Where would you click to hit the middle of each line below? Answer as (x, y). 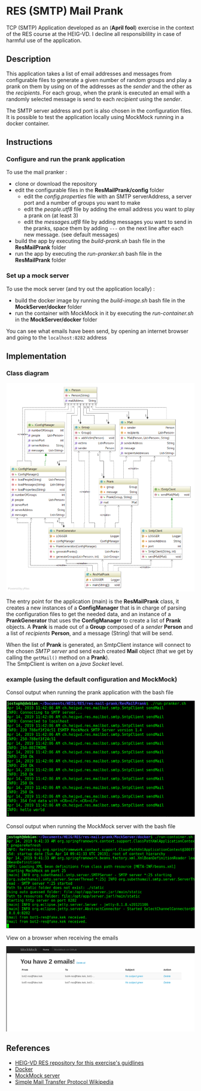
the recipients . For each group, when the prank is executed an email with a (98, 93)
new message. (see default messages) (71, 235)
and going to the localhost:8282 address (57, 337)
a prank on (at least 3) (51, 216)
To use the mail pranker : (37, 172)
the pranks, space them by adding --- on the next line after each (103, 228)
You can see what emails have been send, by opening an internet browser (98, 331)
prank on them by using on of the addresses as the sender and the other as (99, 86)
